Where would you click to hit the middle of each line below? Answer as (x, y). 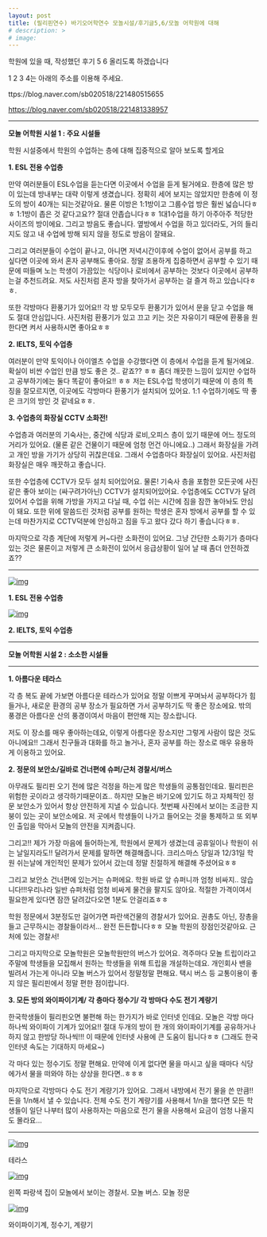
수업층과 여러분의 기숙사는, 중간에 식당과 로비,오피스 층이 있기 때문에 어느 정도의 (132, 435)
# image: (23, 38)
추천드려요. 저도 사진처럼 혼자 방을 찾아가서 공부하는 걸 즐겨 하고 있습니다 (136, 281)
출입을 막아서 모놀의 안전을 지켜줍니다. (76, 826)
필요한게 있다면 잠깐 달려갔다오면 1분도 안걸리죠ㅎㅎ (88, 900)
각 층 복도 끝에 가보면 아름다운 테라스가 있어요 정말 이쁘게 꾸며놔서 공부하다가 (128, 696)
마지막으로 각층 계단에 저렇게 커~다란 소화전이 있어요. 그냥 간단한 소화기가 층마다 (133, 539)
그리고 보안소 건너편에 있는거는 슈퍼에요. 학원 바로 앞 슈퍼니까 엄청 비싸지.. (124, 880)
